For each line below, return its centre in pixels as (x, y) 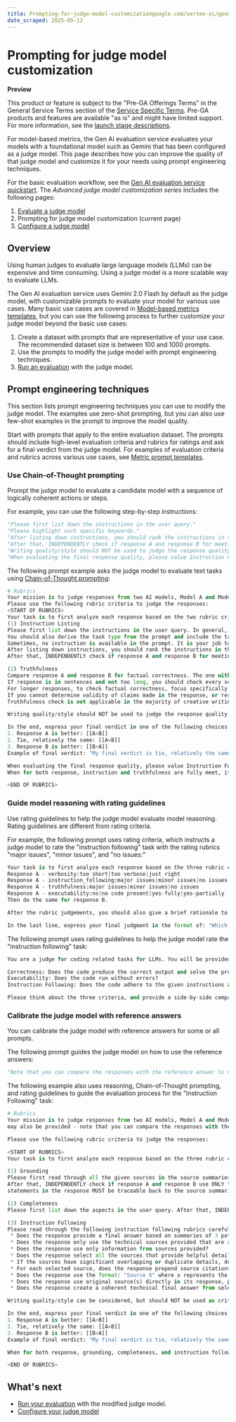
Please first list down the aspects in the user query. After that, (110, 1210)
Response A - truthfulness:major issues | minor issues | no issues (103, 887)
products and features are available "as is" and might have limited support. (115, 118)
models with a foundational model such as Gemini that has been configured (117, 147)
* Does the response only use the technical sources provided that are (117, 1242)
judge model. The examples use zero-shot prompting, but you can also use (116, 414)
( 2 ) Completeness (33, 1203)
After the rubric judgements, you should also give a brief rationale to (118, 912)
